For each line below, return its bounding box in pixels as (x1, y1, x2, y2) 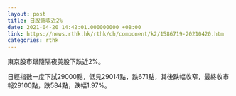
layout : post (7, 10, 46, 18)
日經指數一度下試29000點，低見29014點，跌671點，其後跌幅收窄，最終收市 (7, 73, 230, 81)
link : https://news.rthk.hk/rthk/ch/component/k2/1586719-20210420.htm (7, 30, 224, 38)
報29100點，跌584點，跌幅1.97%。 (7, 81, 112, 90)
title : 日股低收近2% (7, 17, 63, 24)
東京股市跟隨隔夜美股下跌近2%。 (7, 58, 105, 66)
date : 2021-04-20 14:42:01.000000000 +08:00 (7, 23, 141, 31)
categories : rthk (7, 37, 59, 44)
